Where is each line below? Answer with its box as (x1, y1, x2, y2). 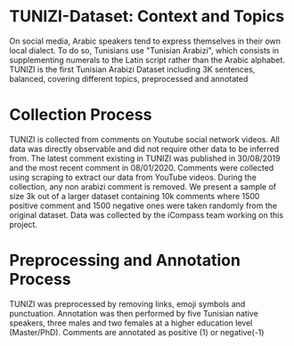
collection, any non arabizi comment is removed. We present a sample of (9, 181, 277, 192)
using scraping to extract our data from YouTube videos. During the (9, 172, 257, 182)
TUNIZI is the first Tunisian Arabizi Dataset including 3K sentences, (9, 64, 256, 75)
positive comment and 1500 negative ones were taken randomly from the (9, 200, 278, 211)
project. (9, 219, 38, 229)
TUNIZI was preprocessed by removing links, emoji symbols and (9, 298, 246, 309)
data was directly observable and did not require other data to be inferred (9, 143, 279, 154)
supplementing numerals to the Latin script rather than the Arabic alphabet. (9, 54, 285, 65)
